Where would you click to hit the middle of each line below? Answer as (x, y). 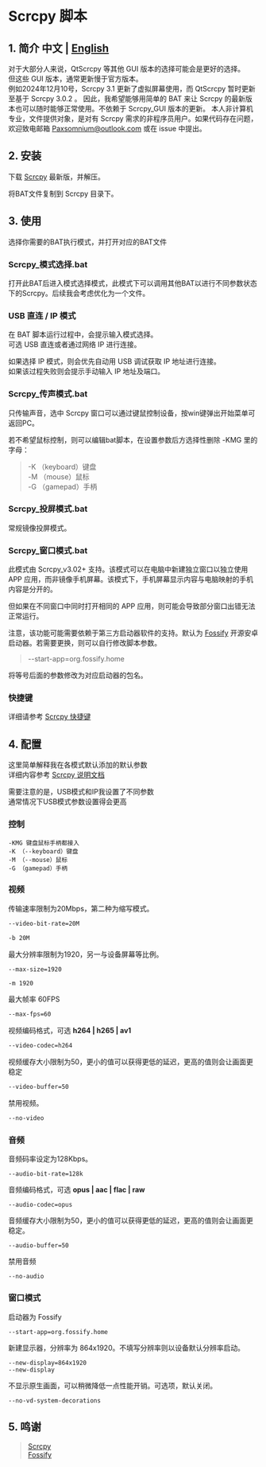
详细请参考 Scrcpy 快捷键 (50, 716)
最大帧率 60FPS (34, 999)
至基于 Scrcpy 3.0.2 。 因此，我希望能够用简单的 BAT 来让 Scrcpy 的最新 (127, 99)
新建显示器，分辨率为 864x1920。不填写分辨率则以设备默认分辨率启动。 (126, 1348)
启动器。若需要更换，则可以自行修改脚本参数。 (85, 643)
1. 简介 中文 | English (59, 48)
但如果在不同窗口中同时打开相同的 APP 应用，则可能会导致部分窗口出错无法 (132, 607)
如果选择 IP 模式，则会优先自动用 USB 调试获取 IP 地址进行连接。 (114, 361)
